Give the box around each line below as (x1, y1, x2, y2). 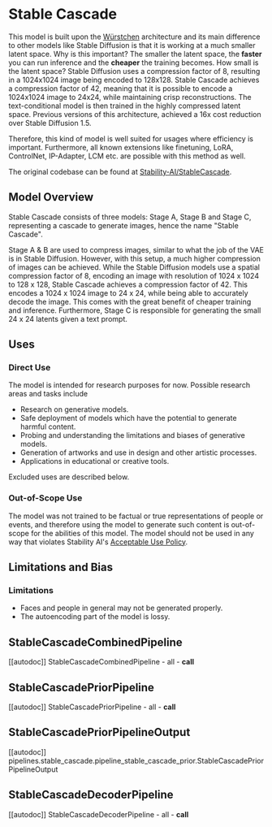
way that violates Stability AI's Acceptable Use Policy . (8, 537, 188, 547)
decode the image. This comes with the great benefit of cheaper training (8, 297, 252, 306)
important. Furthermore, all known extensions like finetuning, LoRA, (8, 142, 234, 152)
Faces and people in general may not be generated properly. (19, 603, 223, 613)
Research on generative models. (19, 405, 129, 414)
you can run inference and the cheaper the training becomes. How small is (8, 58, 259, 67)
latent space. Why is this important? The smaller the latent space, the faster (8, 49, 262, 58)
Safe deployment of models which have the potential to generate (19, 413, 237, 423)
